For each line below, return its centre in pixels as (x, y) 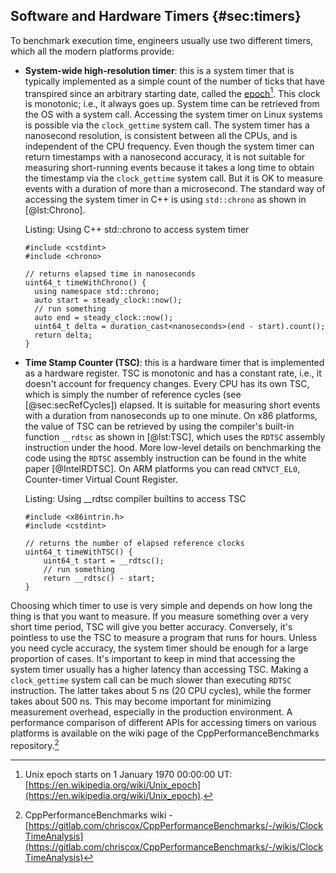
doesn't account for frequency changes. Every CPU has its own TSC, (167, 384)
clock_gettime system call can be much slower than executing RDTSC (151, 680)
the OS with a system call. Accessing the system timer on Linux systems (173, 115)
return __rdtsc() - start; (99, 579)
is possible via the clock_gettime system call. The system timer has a (167, 125)
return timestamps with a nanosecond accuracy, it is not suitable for (165, 157)
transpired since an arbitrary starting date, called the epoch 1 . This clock (172, 92)
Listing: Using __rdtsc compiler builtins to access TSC (135, 499)
